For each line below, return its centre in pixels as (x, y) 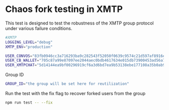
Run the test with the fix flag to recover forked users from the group (75, 93)
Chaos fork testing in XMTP (64, 9)
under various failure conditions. (39, 28)
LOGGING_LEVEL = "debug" (29, 42)
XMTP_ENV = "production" (29, 47)
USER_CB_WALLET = (22, 60)
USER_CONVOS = (19, 56)
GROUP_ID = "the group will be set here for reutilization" (67, 84)
